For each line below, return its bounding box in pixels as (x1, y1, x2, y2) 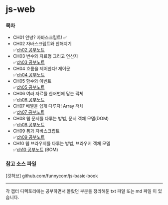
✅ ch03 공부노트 (12, 59, 45, 65)
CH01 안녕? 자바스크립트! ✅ (12, 34, 67, 40)
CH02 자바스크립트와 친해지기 (12, 41, 72, 47)
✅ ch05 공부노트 (12, 84, 45, 90)
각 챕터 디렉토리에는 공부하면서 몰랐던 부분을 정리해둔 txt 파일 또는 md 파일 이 (5, 188, 157, 194)
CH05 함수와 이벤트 (12, 78, 52, 84)
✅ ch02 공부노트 (12, 47, 45, 53)
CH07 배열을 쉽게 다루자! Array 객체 (12, 103, 84, 109)
